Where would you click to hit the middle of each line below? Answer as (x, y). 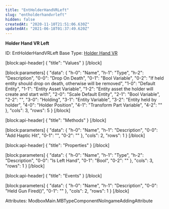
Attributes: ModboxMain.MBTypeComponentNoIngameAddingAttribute (79, 201)
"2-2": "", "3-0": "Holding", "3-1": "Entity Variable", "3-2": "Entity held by (81, 100)
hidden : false (20, 19)
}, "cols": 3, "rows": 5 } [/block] (38, 111)
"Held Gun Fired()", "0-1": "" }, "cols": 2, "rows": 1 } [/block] (67, 191)
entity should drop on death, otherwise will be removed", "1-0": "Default (80, 84)
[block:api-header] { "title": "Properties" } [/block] (58, 146)
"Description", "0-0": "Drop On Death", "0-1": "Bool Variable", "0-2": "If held (84, 78)
